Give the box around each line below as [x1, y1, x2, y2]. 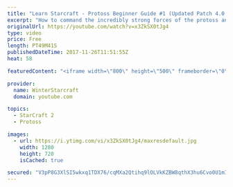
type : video [7, 29, 42, 37]
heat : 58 [7, 55, 33, 62]
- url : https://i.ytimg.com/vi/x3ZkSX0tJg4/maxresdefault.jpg [13, 137, 197, 144]
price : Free [7, 36, 42, 43]
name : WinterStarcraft [13, 87, 79, 93]
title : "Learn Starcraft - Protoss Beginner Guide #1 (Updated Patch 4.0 [7, 10, 225, 17]
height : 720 [19, 150, 54, 157]
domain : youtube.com [13, 93, 73, 100]
